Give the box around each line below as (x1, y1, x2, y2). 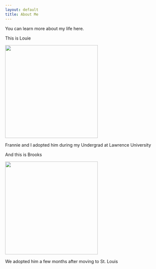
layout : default (5, 7, 39, 12)
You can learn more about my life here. (5, 25, 84, 31)
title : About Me (5, 12, 39, 17)
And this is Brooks (5, 152, 42, 158)
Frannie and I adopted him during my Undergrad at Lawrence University (5, 142, 152, 148)
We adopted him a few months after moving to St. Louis (5, 258, 118, 264)
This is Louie (5, 35, 31, 41)
